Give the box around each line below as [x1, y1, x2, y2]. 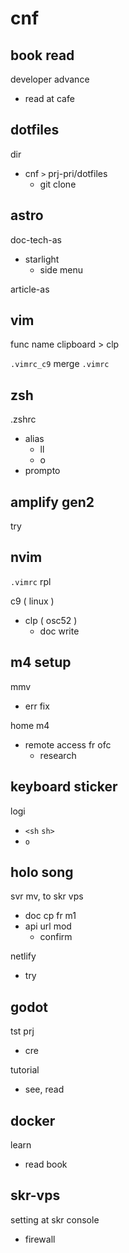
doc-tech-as [10, 233, 62, 246]
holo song [10, 863, 74, 881]
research [39, 749, 77, 761]
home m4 [10, 719, 50, 731]
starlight [24, 253, 60, 265]
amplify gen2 [10, 493, 95, 511]
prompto [24, 465, 61, 477]
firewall [24, 1233, 56, 1245]
